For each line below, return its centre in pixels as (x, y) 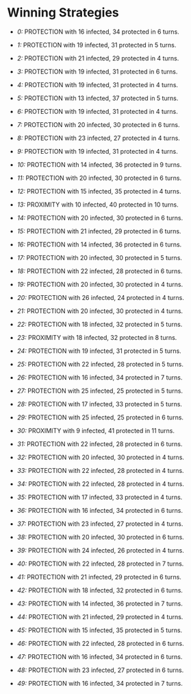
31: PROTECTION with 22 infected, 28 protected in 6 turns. (100, 443)
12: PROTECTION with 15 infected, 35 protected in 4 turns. (99, 191)
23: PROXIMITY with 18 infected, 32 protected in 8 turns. (97, 337)
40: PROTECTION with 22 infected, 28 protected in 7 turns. (100, 564)
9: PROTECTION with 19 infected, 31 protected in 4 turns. (97, 151)
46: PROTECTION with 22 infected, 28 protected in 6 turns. (100, 643)
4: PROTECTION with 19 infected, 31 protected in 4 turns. (98, 84)
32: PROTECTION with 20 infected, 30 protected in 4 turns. (101, 457)
